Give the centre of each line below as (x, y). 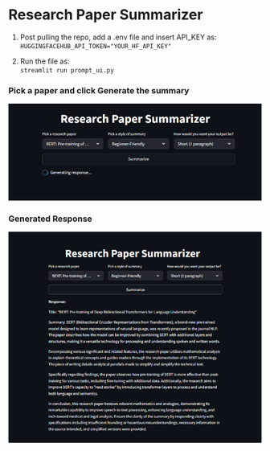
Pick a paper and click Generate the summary (99, 90)
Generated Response (50, 219)
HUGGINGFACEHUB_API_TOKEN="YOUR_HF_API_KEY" (96, 46)
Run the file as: (45, 61)
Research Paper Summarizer (106, 15)
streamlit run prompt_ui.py (67, 70)
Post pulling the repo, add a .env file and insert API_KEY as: (118, 37)
